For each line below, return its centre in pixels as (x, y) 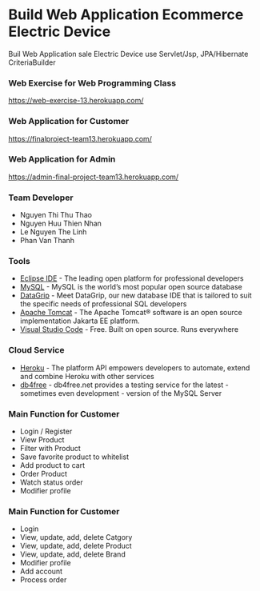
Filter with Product (50, 449)
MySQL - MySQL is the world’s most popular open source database (131, 287)
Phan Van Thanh (47, 241)
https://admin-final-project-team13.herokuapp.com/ (94, 177)
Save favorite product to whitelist (74, 457)
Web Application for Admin (62, 159)
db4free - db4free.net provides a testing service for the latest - (124, 385)
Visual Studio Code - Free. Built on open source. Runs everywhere (129, 329)
